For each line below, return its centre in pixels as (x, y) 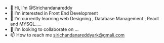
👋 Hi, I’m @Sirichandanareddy (41, 8)
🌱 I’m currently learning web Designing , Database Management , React (85, 18)
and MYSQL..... (26, 24)
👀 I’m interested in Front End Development (54, 13)
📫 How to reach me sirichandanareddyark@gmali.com (67, 35)
